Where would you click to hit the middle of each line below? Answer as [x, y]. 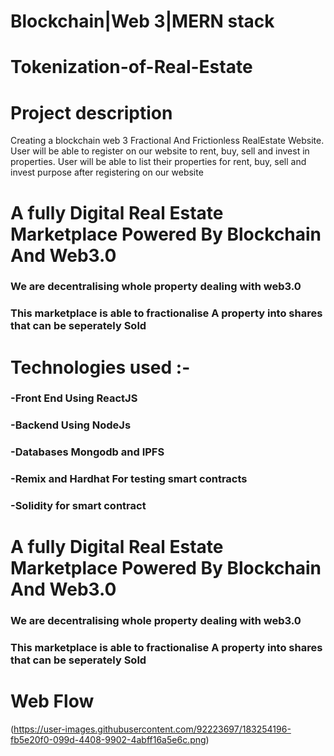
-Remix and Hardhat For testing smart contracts [129, 479]
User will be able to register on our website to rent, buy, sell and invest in [160, 151]
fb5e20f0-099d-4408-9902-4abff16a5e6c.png [108, 740]
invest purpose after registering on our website [107, 172]
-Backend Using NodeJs [71, 425]
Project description [91, 112]
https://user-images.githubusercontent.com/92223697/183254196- [152, 729]
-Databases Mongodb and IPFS [87, 452]
